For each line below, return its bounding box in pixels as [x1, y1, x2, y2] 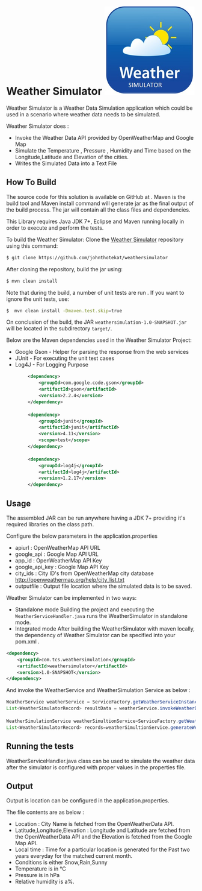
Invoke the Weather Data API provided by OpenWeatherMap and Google [14, 134, 194, 141]
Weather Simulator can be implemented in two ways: [6, 594, 137, 601]
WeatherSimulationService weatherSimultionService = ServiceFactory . [6, 718, 179, 724]
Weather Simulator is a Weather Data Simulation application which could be [6, 104, 193, 112]
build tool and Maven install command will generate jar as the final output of [6, 200, 194, 207]
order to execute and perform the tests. [6, 224, 104, 231]
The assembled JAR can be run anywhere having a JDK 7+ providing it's [6, 514, 186, 521]
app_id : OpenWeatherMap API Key [14, 556, 102, 564]
